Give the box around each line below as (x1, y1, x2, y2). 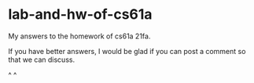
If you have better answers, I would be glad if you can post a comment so (8, 46, 246, 56)
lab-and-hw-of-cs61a (8, 5, 153, 23)
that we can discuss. (8, 55, 75, 64)
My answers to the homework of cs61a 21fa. (8, 31, 151, 41)
